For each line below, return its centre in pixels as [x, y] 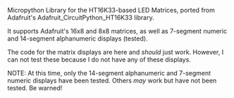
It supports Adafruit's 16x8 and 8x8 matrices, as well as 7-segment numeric [117, 31]
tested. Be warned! [35, 88]
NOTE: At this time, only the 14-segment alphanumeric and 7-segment [109, 73]
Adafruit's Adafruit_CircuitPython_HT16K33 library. [81, 17]
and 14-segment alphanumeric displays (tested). [78, 38]
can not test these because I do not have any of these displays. [99, 59]
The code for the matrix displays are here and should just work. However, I [116, 52]
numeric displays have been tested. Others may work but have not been [112, 80]
